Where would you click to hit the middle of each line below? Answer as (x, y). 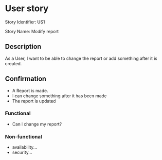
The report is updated (34, 101)
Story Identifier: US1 (25, 22)
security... (22, 152)
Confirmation (26, 79)
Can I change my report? (37, 124)
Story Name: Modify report (32, 31)
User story (27, 9)
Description (23, 47)
